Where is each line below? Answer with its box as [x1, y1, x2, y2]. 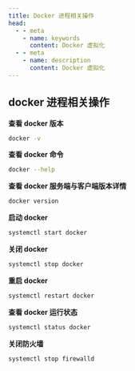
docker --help [8, 166, 56, 174]
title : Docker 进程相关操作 [8, 11, 94, 20]
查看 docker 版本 [8, 118, 64, 128]
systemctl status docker [8, 323, 91, 331]
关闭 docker [8, 244, 48, 254]
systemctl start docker [8, 229, 88, 237]
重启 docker [8, 276, 48, 285]
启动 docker [8, 213, 48, 223]
